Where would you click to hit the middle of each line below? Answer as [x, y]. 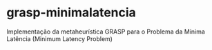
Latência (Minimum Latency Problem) [60, 38]
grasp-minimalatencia [71, 13]
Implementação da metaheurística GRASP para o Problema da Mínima [106, 32]
